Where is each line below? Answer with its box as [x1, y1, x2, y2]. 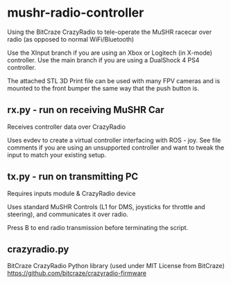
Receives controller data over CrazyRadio [7, 123, 126, 131]
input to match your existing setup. [7, 150, 107, 159]
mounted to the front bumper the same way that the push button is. [7, 84, 199, 92]
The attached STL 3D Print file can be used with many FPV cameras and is [7, 76, 221, 85]
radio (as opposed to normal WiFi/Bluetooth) [7, 35, 135, 43]
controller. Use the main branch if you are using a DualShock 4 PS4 [7, 55, 200, 64]
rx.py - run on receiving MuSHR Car [7, 104, 164, 116]
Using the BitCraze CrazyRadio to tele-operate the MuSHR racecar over [7, 28, 212, 36]
